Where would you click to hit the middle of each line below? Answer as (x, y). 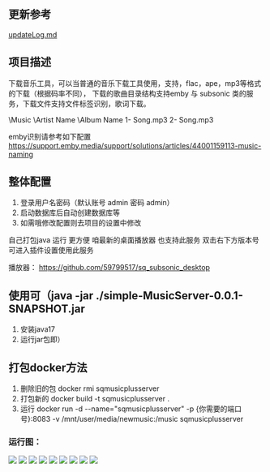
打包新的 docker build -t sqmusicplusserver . (95, 399)
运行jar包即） (42, 340)
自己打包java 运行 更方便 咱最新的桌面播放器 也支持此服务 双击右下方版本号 (134, 240)
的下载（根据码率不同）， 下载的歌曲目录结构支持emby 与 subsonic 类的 (128, 93)
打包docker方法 (48, 367)
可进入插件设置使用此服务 (51, 251)
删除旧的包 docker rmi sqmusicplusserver (90, 388)
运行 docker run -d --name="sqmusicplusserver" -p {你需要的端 (127, 409)
